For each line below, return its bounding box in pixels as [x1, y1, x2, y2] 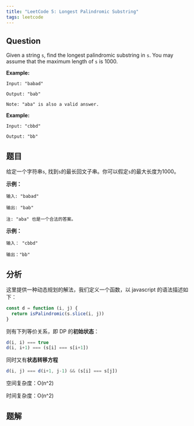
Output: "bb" [6, 134, 38, 139]
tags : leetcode [6, 14, 44, 20]
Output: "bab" [6, 91, 41, 97]
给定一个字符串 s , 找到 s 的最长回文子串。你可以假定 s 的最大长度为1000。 [6, 168, 179, 175]
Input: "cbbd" [6, 123, 41, 129]
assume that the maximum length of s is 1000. [6, 58, 118, 65]
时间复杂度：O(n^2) [6, 392, 54, 399]
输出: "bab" [6, 205, 34, 211]
